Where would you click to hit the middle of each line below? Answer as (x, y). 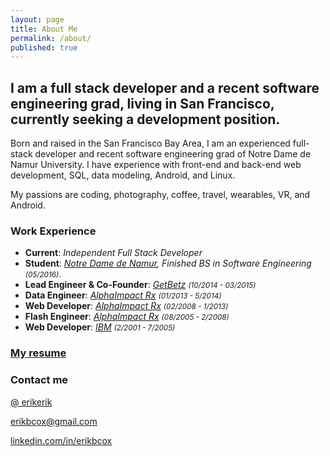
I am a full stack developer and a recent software (165, 87)
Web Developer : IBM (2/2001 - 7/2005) (100, 327)
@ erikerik (31, 402)
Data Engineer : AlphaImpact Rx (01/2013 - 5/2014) (123, 295)
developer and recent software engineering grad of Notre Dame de (173, 154)
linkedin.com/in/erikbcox (61, 440)
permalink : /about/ (51, 38)
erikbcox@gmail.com (54, 421)
